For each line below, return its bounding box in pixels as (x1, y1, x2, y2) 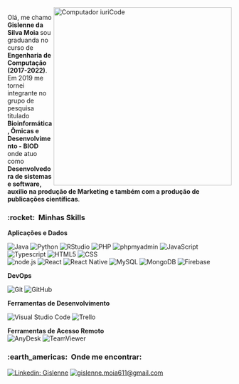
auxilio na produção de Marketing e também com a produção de (7, 187, 200, 195)
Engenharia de (7, 51, 52, 59)
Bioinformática (7, 119, 53, 128)
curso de (7, 43, 34, 52)
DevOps (7, 271, 32, 280)
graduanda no (7, 36, 48, 44)
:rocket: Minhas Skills (7, 212, 85, 222)
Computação (7, 58, 47, 67)
